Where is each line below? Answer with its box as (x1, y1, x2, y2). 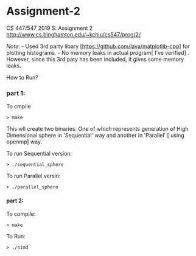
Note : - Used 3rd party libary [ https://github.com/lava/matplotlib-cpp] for (6, 43, 190, 50)
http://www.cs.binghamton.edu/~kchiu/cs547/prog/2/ (6, 30, 141, 38)
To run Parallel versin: (6, 172, 61, 180)
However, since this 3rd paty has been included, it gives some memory (6, 55, 184, 63)
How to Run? (6, 74, 38, 81)
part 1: (6, 89, 26, 97)
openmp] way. (6, 138, 43, 145)
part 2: (6, 196, 24, 204)
